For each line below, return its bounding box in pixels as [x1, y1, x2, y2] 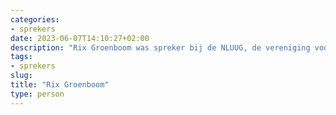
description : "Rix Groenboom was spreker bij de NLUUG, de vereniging [10, 42, 311, 53]
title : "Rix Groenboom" [10, 80, 110, 90]
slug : [10, 71, 33, 81]
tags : [10, 52, 33, 62]
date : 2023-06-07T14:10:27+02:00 [10, 33, 150, 43]
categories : [10, 14, 60, 25]
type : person [10, 89, 65, 99]
